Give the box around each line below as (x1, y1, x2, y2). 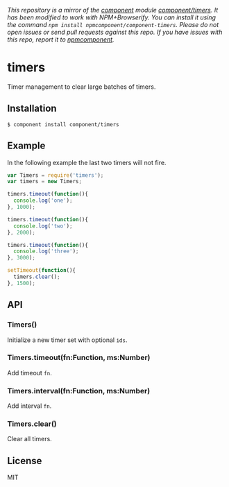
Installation (7, 103, 57, 114)
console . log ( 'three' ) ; (13, 248, 79, 255)
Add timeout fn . (7, 368, 52, 377)
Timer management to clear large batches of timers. (7, 83, 156, 91)
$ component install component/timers (7, 121, 119, 128)
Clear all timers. (7, 435, 52, 443)
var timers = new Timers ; (7, 178, 82, 185)
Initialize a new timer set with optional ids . (7, 336, 128, 344)
